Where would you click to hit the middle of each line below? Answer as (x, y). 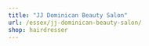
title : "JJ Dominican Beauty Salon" (68, 15)
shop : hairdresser (38, 30)
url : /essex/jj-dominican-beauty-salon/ (75, 23)
